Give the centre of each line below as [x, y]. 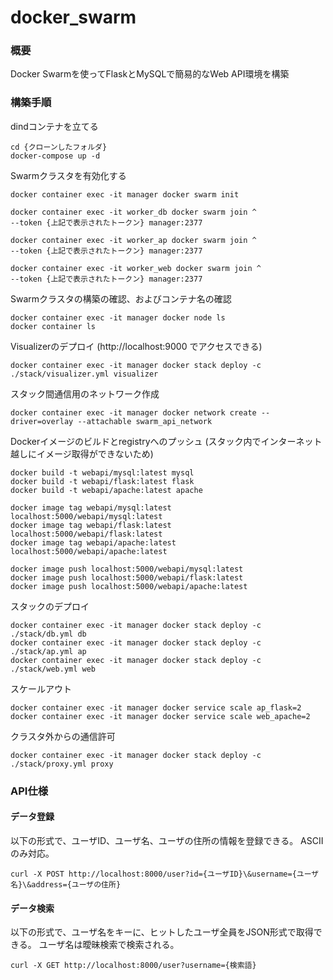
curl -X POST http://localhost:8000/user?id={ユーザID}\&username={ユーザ [165, 874]
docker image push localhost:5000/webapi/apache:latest [129, 586]
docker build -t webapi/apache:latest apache [106, 490]
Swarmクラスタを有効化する [68, 175]
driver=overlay [42, 421]
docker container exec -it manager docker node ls [118, 317]
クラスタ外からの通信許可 [63, 736]
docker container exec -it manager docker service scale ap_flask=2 [156, 707]
